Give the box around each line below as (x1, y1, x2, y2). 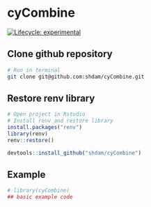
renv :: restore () (7, 137, 54, 144)
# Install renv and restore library (7, 117, 113, 125)
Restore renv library (7, 92, 95, 104)
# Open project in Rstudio (7, 111, 86, 118)
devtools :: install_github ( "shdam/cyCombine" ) (7, 149, 141, 156)
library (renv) (7, 130, 49, 137)
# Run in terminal (7, 66, 61, 74)
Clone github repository (7, 48, 113, 60)
